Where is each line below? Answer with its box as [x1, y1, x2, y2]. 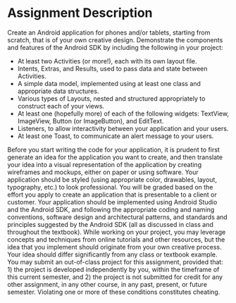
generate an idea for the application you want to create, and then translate [7, 153, 223, 161]
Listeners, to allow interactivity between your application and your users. [17, 124, 229, 132]
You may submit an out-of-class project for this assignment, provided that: [7, 257, 223, 266]
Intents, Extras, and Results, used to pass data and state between [17, 64, 208, 73]
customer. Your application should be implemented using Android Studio [7, 197, 218, 206]
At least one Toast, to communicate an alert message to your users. [17, 132, 214, 140]
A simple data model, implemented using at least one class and [17, 79, 201, 87]
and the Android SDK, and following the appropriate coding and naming [7, 205, 215, 214]
